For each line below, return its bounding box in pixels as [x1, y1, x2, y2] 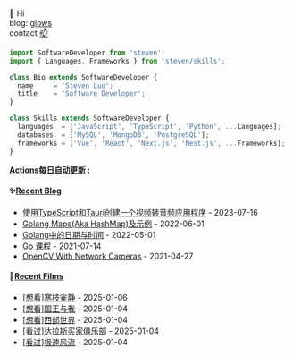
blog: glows [9, 17, 52, 28]
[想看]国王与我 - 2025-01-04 [21, 303, 128, 314]
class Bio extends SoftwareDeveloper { [9, 72, 158, 81]
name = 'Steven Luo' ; [17, 81, 114, 90]
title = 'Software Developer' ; [17, 89, 146, 98]
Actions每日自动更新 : [9, 165, 91, 175]
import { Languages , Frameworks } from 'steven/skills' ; [9, 56, 226, 65]
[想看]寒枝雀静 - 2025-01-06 [21, 292, 128, 302]
